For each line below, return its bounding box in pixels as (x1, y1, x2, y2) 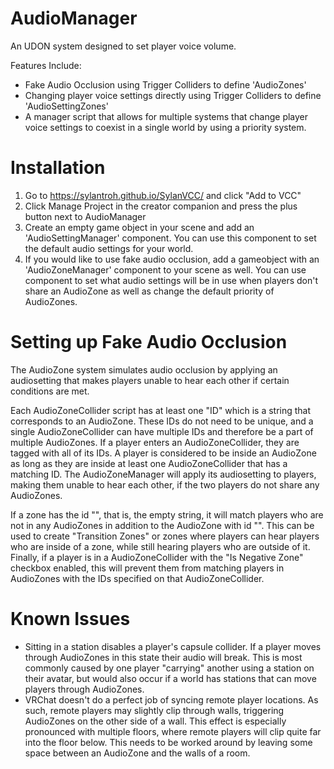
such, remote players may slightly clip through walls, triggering (24, 704, 285, 716)
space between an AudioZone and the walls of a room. (24, 747, 251, 759)
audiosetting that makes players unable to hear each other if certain (10, 374, 290, 386)
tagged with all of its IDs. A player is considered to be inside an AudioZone (10, 447, 317, 459)
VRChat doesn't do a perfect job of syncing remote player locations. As (24, 693, 319, 706)
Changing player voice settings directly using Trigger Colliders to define (24, 89, 322, 101)
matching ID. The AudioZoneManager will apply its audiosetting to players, (10, 468, 317, 480)
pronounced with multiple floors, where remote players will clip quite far (24, 725, 322, 737)
